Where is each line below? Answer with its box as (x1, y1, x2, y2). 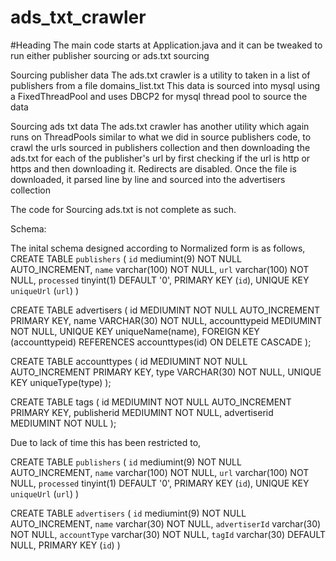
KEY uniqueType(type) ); (10, 376, 112, 388)
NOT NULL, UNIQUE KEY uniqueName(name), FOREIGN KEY (10, 325, 260, 337)
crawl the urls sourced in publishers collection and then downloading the (10, 141, 311, 153)
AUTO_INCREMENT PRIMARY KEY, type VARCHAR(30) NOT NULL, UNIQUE (10, 366, 322, 378)
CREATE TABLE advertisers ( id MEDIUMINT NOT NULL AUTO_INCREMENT (10, 304, 321, 316)
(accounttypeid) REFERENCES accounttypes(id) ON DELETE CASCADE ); (10, 336, 312, 348)
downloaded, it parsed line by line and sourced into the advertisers (10, 173, 286, 185)
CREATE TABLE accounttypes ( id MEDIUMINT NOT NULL (10, 355, 248, 367)
